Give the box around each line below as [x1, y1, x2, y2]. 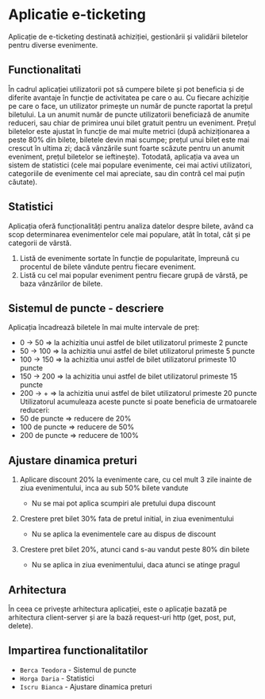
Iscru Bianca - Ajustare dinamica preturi [19, 682, 152, 691]
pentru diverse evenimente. [8, 40, 98, 49]
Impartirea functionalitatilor [8, 644, 148, 658]
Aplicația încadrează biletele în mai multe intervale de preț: [8, 323, 200, 332]
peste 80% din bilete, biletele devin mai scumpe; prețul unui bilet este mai [8, 135, 250, 144]
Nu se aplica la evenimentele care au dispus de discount [31, 529, 217, 539]
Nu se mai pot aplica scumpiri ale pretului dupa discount [31, 498, 216, 509]
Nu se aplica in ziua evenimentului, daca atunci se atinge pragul [31, 560, 240, 570]
